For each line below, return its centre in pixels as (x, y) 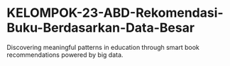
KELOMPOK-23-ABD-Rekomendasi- (115, 13)
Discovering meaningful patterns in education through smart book (103, 47)
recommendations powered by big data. (65, 55)
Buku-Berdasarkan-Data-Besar (101, 28)
